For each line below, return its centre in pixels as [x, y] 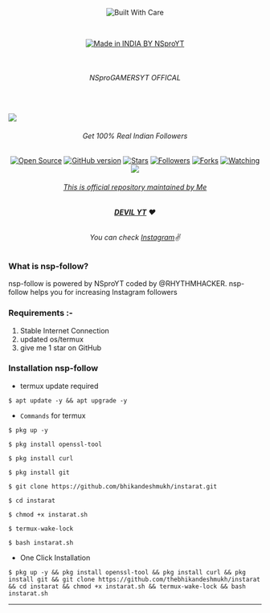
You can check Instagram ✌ [135, 238]
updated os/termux [52, 339]
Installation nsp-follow [53, 368]
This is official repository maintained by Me [135, 187]
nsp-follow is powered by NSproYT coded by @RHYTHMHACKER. [118, 284]
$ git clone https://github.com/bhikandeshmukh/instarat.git [113, 486]
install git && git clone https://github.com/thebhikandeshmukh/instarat [135, 579]
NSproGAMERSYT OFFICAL [135, 77]
